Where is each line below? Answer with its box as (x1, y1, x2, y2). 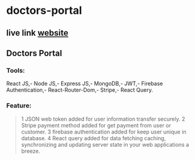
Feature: (6, 101, 32, 110)
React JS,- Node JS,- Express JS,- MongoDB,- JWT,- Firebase (6, 80, 164, 88)
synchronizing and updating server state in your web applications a (21, 141, 190, 148)
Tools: (6, 66, 25, 74)
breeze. (21, 147, 41, 155)
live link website (6, 28, 68, 38)
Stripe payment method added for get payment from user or (21, 121, 171, 129)
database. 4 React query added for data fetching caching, (21, 134, 166, 142)
